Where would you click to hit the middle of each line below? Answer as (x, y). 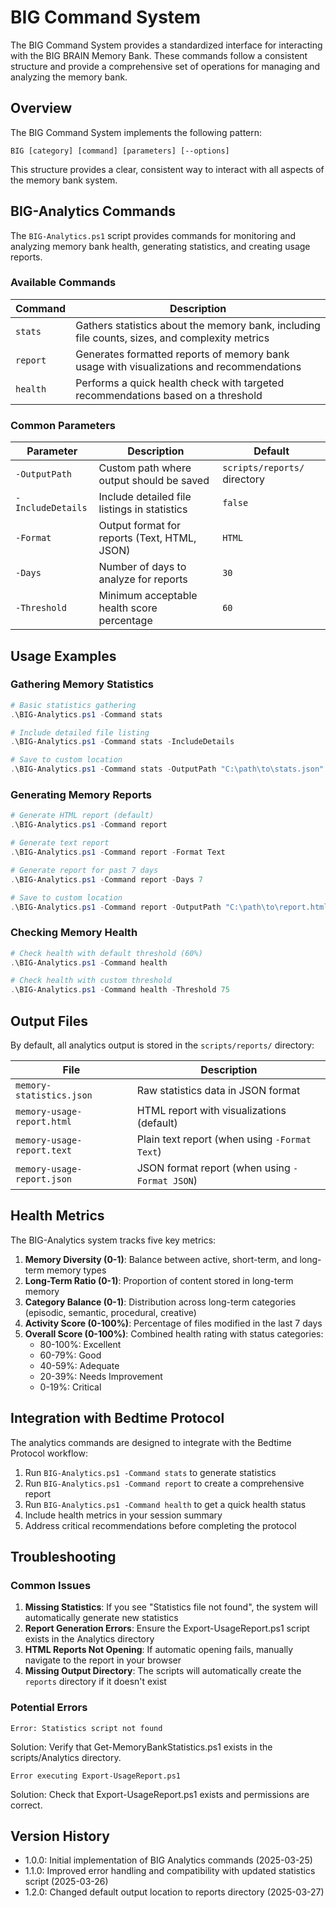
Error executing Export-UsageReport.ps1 (96, 1776)
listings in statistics (143, 509)
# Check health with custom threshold (91, 981)
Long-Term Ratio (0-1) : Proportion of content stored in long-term (159, 1280)
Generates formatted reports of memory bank (182, 354)
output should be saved (154, 481)
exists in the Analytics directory (89, 1639)
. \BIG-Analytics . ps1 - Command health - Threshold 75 (120, 990)
